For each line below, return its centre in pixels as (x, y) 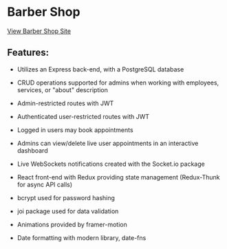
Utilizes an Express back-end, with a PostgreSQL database (100, 69)
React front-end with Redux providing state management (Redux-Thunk (118, 177)
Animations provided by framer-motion (72, 224)
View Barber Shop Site (39, 31)
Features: (28, 53)
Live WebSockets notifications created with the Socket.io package (111, 164)
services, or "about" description (63, 89)
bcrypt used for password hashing (66, 197)
